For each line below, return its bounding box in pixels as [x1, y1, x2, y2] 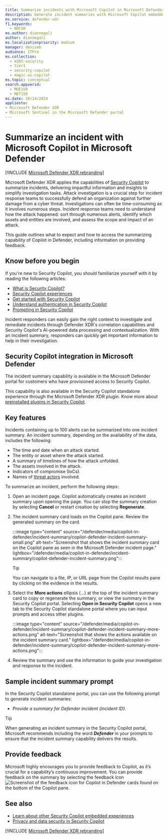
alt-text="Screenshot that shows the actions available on [39, 632, 157, 638]
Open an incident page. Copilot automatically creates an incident [12, 493, 146, 499]
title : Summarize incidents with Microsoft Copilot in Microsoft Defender [5, 7, 164, 13]
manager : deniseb [5, 45, 41, 50]
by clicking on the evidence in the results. [12, 580, 98, 586]
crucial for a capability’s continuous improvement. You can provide [5, 769, 142, 775]
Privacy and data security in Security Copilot [12, 818, 104, 824]
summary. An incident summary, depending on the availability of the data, [5, 432, 157, 438]
